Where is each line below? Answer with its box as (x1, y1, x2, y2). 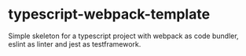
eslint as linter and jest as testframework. (8, 39, 141, 48)
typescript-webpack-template (8, 5, 211, 23)
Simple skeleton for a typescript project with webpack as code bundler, (8, 31, 239, 40)
